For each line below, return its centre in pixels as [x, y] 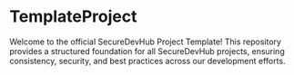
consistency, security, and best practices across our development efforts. [147, 61]
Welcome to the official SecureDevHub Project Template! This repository [146, 42]
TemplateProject [73, 17]
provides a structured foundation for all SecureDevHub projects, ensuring [147, 51]
